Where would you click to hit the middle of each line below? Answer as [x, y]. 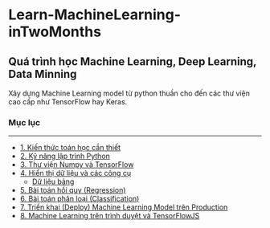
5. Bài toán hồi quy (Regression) [73, 190]
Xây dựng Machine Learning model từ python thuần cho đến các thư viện [129, 93]
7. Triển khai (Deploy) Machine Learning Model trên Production [124, 207]
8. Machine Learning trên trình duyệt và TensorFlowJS [110, 216]
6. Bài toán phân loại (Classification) [80, 199]
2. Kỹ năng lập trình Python [65, 156]
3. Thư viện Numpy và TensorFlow [77, 165]
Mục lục [25, 122]
